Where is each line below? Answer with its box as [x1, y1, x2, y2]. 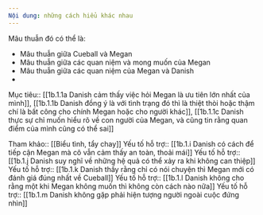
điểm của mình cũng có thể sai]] [8, 123, 114, 133]
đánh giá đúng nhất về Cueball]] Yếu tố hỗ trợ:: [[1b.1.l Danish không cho [8, 173, 245, 182]
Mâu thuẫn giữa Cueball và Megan [19, 49, 133, 58]
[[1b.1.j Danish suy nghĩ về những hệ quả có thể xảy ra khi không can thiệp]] [8, 156, 256, 166]
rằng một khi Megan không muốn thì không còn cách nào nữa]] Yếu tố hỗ [8, 181, 248, 191]
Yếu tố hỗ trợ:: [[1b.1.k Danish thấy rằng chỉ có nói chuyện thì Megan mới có [8, 164, 254, 174]
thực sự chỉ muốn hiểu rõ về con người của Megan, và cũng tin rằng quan [8, 115, 249, 124]
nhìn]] [8, 198, 28, 208]
